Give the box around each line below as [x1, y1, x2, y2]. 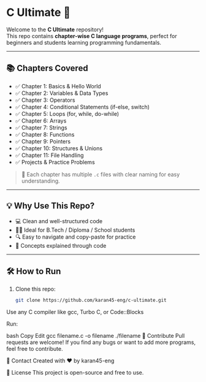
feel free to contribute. [6, 345, 63, 353]
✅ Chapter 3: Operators [15, 96, 75, 104]
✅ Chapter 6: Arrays [15, 117, 67, 124]
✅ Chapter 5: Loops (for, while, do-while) [15, 110, 120, 117]
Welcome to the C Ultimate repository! [6, 26, 104, 33]
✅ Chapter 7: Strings [15, 124, 67, 131]
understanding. [21, 177, 60, 185]
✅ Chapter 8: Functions [15, 131, 75, 138]
